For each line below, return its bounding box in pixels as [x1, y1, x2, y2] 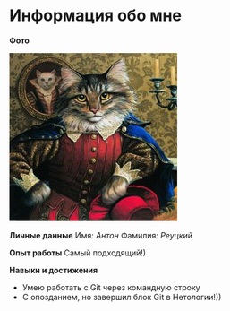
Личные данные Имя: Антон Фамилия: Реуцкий [9, 229, 193, 240]
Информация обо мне [9, 5, 182, 26]
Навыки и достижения [9, 264, 98, 275]
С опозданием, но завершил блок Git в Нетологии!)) [21, 291, 222, 302]
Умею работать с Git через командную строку [21, 281, 200, 292]
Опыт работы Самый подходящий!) [9, 247, 146, 258]
